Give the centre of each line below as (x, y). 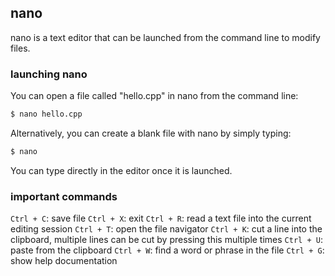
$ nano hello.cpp (46, 114)
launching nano (49, 74)
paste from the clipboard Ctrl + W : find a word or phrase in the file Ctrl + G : (167, 250)
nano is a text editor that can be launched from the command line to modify (165, 37)
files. (20, 48)
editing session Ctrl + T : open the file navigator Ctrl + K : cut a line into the (166, 229)
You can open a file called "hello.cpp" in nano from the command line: (154, 96)
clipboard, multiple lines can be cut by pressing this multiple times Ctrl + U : (166, 240)
